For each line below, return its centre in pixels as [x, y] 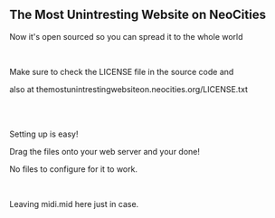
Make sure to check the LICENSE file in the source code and [122, 71]
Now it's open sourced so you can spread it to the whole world [126, 36]
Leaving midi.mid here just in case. [74, 204]
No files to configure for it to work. [74, 169]
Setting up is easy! [44, 134]
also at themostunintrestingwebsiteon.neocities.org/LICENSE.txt [129, 89]
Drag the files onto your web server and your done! [105, 151]
